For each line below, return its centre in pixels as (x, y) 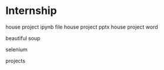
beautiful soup (23, 38)
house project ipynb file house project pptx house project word (82, 27)
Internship (31, 11)
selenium (16, 49)
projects (16, 61)
